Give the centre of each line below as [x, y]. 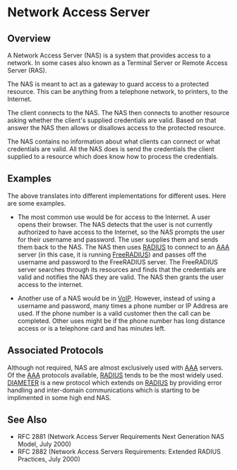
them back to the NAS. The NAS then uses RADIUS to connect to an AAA [123, 247]
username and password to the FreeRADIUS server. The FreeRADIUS [118, 262]
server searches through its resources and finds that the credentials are [122, 269]
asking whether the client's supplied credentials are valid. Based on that [112, 120]
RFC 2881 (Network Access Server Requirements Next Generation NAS [121, 437]
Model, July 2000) [44, 444]
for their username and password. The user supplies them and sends [118, 239]
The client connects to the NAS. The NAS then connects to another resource [119, 113]
